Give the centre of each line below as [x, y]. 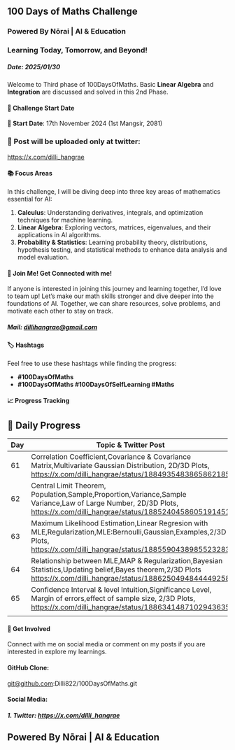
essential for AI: [30, 199]
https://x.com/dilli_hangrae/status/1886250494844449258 [131, 579]
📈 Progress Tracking [38, 401]
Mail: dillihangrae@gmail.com [52, 327]
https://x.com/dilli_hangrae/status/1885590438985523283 [131, 550]
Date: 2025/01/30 [34, 66]
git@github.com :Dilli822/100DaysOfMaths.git [72, 683]
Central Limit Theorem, [69, 486]
